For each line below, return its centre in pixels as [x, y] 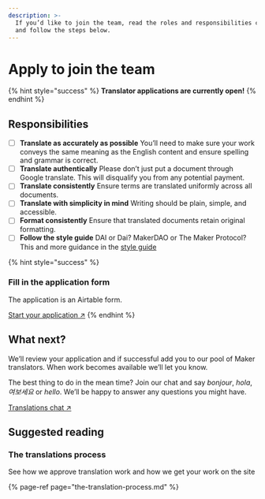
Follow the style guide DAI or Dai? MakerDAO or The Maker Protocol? [133, 238]
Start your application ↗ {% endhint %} [72, 315]
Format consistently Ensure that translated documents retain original [132, 221]
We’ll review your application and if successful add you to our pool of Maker [132, 359]
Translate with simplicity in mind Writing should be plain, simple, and [133, 203]
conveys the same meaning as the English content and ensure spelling [134, 152]
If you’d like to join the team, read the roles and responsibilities [134, 23]
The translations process [57, 454]
